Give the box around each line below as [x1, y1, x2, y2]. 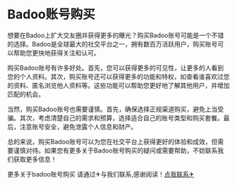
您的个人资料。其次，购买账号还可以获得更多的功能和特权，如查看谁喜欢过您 [7, 72, 230, 81]
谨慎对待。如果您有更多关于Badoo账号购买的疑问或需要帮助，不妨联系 [13, 146, 218, 155]
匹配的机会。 [7, 89, 44, 98]
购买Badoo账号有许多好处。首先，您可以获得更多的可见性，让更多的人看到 [7, 63, 224, 72]
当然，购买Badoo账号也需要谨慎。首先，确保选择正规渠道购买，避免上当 [7, 105, 218, 113]
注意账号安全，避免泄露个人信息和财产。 [19, 122, 138, 131]
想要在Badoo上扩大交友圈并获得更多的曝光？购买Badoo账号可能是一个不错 [7, 31, 224, 39]
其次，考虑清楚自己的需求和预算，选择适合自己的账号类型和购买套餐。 [19, 113, 224, 122]
